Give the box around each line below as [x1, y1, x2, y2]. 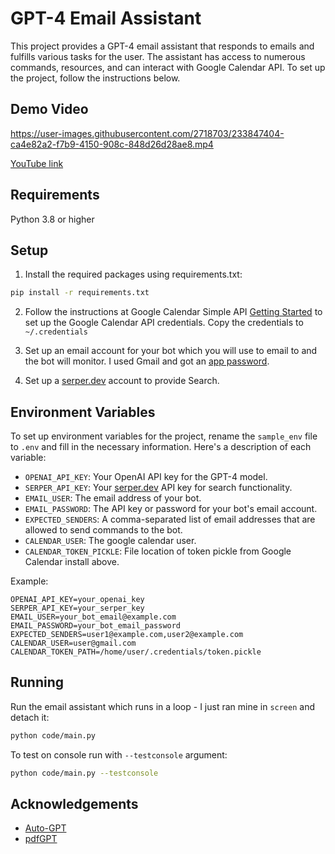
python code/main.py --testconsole [10, 768, 159, 778]
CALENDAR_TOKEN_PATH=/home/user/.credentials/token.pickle [10, 647, 262, 657]
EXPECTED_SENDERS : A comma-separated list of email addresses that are [24, 513, 316, 526]
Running [10, 674, 65, 691]
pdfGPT [24, 833, 58, 845]
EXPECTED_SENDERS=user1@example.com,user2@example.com [10, 630, 244, 640]
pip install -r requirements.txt [10, 288, 150, 298]
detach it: [10, 711, 50, 723]
